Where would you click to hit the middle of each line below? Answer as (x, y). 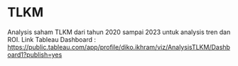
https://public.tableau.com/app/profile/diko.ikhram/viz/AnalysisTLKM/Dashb (119, 47)
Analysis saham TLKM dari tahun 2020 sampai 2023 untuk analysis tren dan (119, 32)
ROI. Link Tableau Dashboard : (52, 39)
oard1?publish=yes (35, 55)
